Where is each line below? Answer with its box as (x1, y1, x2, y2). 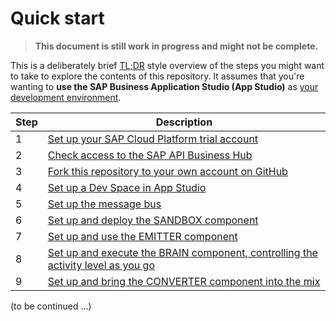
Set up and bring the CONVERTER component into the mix (47, 274, 321, 288)
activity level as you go (47, 258, 155, 272)
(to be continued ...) (10, 300, 92, 312)
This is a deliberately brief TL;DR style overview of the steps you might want (10, 59, 325, 71)
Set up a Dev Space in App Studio (47, 180, 207, 194)
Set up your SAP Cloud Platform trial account (47, 132, 259, 146)
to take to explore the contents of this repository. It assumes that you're (10, 70, 305, 82)
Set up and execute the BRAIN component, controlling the (47, 245, 318, 259)
